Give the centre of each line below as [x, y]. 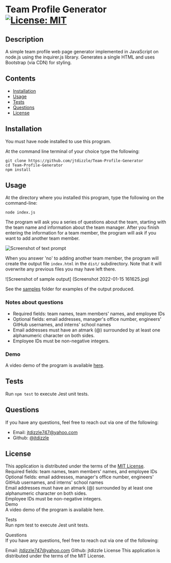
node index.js [21, 212]
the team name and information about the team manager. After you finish [82, 227]
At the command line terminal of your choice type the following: [73, 151]
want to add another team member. [43, 238]
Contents [21, 79]
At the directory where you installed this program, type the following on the [85, 198]
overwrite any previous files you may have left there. [61, 269]
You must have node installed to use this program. [58, 141]
